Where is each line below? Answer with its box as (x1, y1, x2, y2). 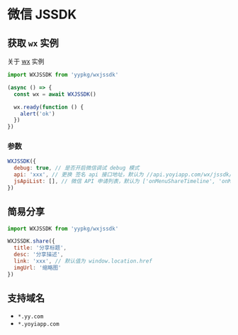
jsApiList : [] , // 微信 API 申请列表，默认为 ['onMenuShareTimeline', (13, 178, 216, 185)
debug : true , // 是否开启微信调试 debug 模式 (13, 165, 140, 172)
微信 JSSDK (7, 6, 77, 23)
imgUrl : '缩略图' (13, 264, 62, 271)
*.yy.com (17, 313, 44, 320)
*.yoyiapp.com (17, 320, 59, 327)
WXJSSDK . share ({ (7, 238, 55, 245)
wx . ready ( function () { (13, 104, 84, 111)
